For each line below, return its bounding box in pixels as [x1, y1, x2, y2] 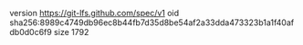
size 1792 [53, 27, 89, 37]
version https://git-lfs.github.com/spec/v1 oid [9, 8, 180, 18]
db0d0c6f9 [9, 27, 52, 37]
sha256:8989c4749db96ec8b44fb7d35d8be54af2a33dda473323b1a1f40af [9, 17, 295, 28]
